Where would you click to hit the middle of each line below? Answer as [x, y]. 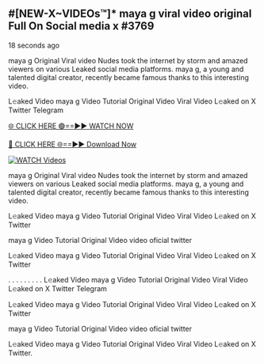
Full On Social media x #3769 [81, 27]
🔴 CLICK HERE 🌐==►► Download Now [73, 144]
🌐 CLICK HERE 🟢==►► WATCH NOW [71, 126]
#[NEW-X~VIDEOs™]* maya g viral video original [130, 14]
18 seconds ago [34, 45]
